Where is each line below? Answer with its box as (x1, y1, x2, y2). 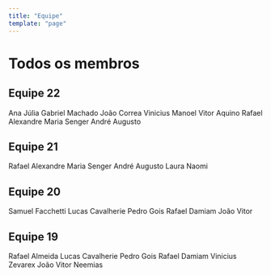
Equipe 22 (8, 87, 61, 100)
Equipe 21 (8, 139, 58, 154)
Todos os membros (8, 54, 140, 73)
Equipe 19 (8, 230, 59, 244)
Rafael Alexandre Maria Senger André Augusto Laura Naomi (8, 161, 209, 171)
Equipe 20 (8, 185, 61, 198)
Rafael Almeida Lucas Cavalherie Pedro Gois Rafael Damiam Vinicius (8, 251, 237, 261)
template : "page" (8, 19, 67, 28)
